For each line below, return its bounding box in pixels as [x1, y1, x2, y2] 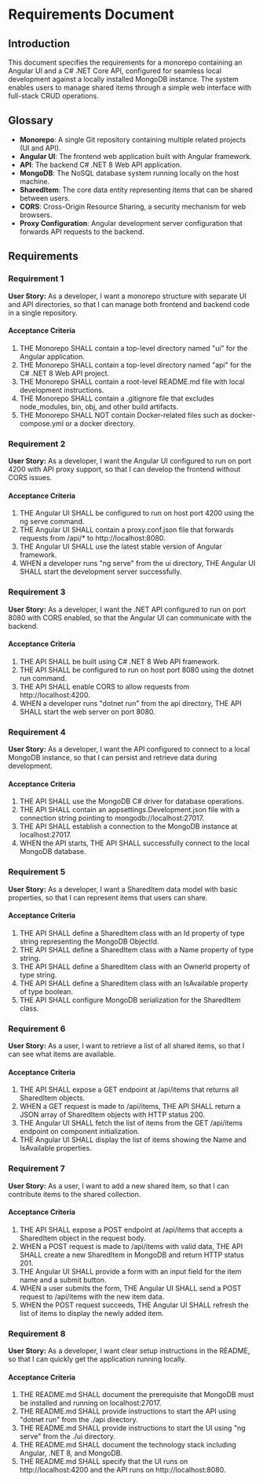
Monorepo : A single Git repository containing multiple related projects [19, 135, 247, 144]
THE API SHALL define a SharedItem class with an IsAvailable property [19, 978, 249, 988]
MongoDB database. [19, 847, 86, 856]
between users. [19, 193, 71, 202]
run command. [19, 673, 68, 682]
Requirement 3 [8, 586, 66, 597]
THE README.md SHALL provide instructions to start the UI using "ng [19, 1423, 246, 1433]
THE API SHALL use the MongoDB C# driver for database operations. [19, 796, 244, 806]
